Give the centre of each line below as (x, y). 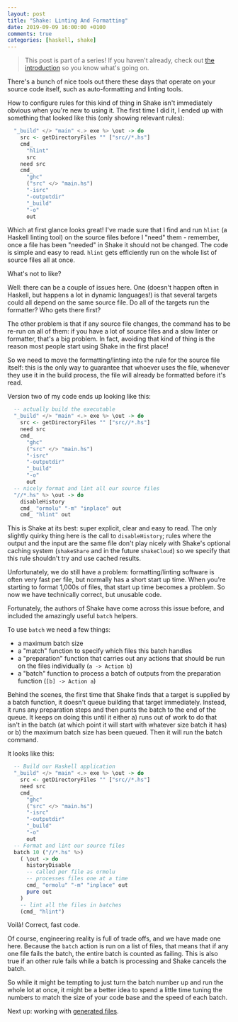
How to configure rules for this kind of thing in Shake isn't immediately (110, 103)
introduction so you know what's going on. (87, 68)
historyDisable (49, 865)
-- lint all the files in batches (71, 905)
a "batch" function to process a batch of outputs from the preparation (119, 674)
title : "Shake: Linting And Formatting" (68, 21)
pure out (39, 892)
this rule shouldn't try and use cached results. (74, 558)
